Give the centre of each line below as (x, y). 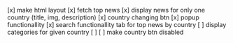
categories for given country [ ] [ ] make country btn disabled (96, 32)
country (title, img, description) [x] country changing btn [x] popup (103, 17)
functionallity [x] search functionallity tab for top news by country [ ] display (117, 25)
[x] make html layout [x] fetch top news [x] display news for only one (106, 10)
